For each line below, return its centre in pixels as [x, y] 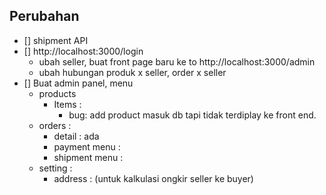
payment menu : [87, 146]
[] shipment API [56, 40]
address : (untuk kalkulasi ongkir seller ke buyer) [153, 178]
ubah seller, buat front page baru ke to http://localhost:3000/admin [177, 61]
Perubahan [44, 16]
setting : [55, 168]
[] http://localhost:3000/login [83, 51]
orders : [55, 125]
